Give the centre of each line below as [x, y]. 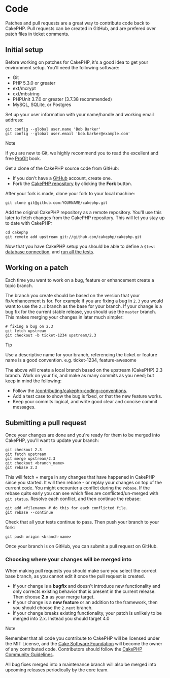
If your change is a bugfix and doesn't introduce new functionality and [87, 586]
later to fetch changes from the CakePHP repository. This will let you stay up [85, 218]
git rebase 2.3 [21, 468]
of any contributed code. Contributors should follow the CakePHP [74, 649]
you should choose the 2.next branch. [53, 608]
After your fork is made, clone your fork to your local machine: [70, 193]
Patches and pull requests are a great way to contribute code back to [77, 23]
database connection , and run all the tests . [50, 252]
